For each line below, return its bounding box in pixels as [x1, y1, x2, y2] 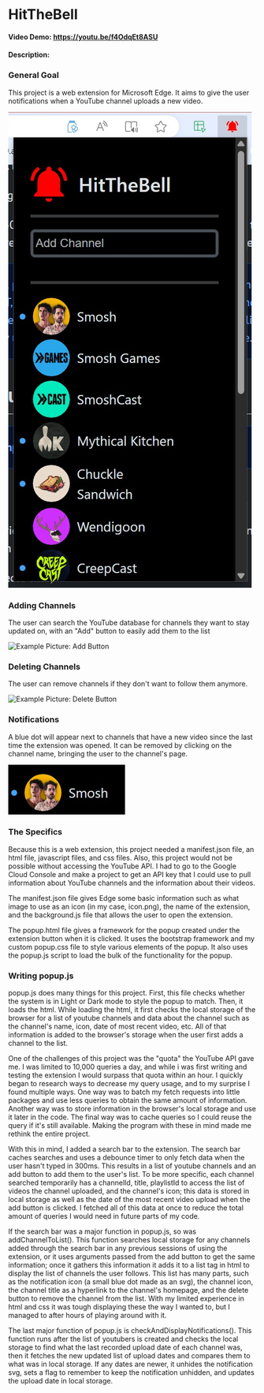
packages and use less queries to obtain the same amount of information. [8, 1096, 247, 1105]
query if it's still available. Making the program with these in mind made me [8, 1121, 252, 1130]
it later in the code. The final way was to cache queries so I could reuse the [8, 1112, 252, 1122]
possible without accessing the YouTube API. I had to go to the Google [8, 861, 236, 871]
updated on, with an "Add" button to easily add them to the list [8, 626, 210, 636]
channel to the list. [8, 1039, 69, 1048]
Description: [8, 50, 50, 60]
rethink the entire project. [8, 1130, 91, 1139]
